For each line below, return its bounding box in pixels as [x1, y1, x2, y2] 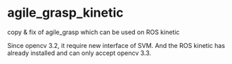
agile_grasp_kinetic [7, 5, 124, 21]
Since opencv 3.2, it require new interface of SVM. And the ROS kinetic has [7, 41, 226, 49]
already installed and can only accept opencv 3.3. [7, 49, 152, 57]
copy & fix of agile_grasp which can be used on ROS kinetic [7, 28, 180, 36]
